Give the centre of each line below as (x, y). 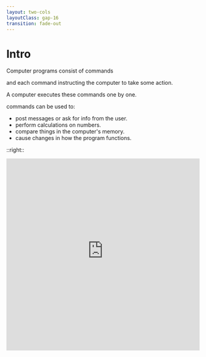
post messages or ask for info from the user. (71, 119)
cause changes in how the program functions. (73, 138)
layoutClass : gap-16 (33, 18)
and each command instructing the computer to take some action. (90, 83)
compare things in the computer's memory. (70, 131)
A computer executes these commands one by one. (71, 95)
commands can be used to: (41, 107)
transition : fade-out (34, 23)
